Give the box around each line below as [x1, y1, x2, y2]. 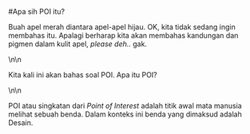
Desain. [8, 118, 34, 127]
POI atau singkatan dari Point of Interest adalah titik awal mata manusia [8, 101, 242, 110]
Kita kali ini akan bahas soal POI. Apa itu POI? [8, 70, 157, 79]
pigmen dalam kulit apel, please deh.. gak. [8, 39, 148, 49]
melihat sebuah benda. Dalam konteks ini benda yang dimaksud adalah [8, 109, 242, 119]
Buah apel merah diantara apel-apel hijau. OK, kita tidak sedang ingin [8, 22, 236, 31]
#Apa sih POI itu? [8, 7, 65, 16]
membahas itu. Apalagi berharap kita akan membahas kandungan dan [8, 31, 239, 40]
